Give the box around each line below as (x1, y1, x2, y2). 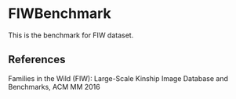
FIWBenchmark (8, 5, 111, 23)
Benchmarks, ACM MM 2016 (8, 82, 100, 91)
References (8, 53, 66, 66)
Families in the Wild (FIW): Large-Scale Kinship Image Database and (8, 73, 229, 83)
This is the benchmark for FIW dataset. (8, 30, 134, 40)
